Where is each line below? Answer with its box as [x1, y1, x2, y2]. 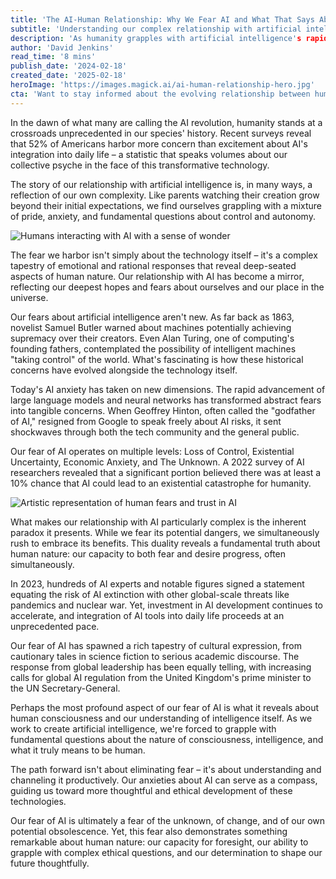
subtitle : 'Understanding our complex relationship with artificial [10, 24, 302, 34]
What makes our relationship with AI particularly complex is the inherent [10, 516, 307, 528]
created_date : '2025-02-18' [10, 71, 128, 81]
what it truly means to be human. [10, 744, 146, 756]
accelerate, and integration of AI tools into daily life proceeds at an [10, 609, 285, 621]
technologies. [10, 795, 67, 807]
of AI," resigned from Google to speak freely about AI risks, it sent [10, 415, 282, 427]
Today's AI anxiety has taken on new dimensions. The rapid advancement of [10, 383, 326, 395]
